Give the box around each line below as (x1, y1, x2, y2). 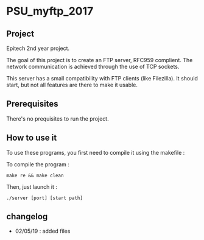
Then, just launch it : (6, 183, 58, 190)
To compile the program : (6, 160, 70, 168)
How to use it (6, 133, 57, 143)
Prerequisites (6, 99, 58, 109)
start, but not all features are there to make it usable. (6, 81, 138, 88)
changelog (6, 211, 48, 222)
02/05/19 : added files (15, 227, 71, 235)
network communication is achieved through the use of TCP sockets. (6, 63, 180, 70)
